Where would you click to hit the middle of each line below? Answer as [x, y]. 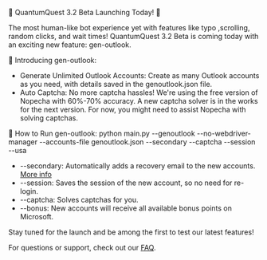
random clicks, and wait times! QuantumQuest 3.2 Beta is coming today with [133, 36]
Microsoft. [37, 217]
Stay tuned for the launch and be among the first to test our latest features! [131, 232]
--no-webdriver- [224, 133]
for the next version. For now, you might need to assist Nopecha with [133, 109]
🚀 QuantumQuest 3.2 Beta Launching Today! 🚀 [84, 12]
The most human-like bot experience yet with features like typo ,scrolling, [129, 28]
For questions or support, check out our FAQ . [82, 248]
